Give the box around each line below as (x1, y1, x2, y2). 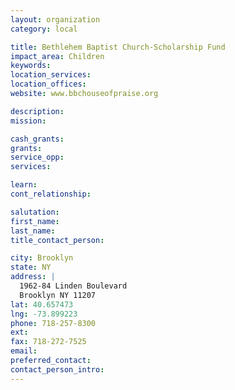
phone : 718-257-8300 (10, 318, 97, 328)
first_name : (10, 216, 60, 226)
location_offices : (10, 79, 87, 90)
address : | (10, 272, 56, 282)
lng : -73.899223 (10, 309, 78, 319)
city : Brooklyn (10, 253, 74, 263)
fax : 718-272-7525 (10, 337, 87, 347)
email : (10, 346, 38, 356)
